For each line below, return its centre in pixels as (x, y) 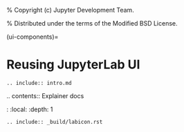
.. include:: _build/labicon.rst (55, 122)
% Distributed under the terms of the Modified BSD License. (92, 23)
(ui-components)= (33, 37)
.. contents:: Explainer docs (45, 95)
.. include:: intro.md (39, 83)
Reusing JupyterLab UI (73, 65)
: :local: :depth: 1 (30, 109)
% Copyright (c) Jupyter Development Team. (70, 10)
